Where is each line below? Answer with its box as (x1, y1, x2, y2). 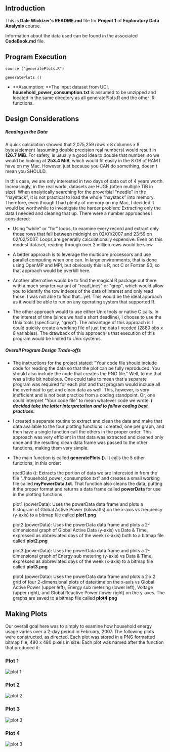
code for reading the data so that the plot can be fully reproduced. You (12, 365, 160, 371)
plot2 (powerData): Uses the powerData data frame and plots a (12, 521, 144, 527)
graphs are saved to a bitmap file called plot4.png (12, 595, 117, 601)
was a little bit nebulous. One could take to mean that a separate (12, 376, 147, 382)
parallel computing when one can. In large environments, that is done (12, 256, 157, 262)
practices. (12, 408, 35, 414)
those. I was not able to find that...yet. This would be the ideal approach (12, 293, 162, 299)
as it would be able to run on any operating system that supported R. (12, 298, 156, 305)
